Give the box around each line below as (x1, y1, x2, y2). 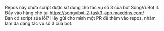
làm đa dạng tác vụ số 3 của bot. (5, 20, 73, 26)
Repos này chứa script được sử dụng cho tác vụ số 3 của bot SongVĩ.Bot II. (5, 5, 159, 10)
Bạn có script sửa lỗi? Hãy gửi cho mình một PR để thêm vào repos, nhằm (5, 15, 156, 21)
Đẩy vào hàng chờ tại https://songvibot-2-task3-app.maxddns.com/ (5, 10, 144, 16)
